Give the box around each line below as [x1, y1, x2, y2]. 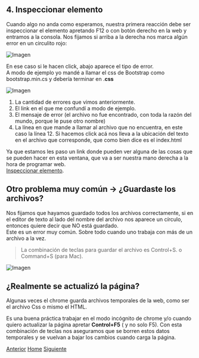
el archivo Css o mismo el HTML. [6, 303, 88, 310]
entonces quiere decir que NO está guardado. [6, 222, 119, 229]
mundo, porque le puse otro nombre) [14, 117, 106, 124]
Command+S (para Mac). [20, 253, 83, 260]
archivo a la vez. [6, 235, 46, 242]
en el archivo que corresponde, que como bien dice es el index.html [14, 136, 182, 144]
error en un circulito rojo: [6, 39, 67, 46]
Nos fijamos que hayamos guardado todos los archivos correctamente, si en [6, 209, 194, 216]
